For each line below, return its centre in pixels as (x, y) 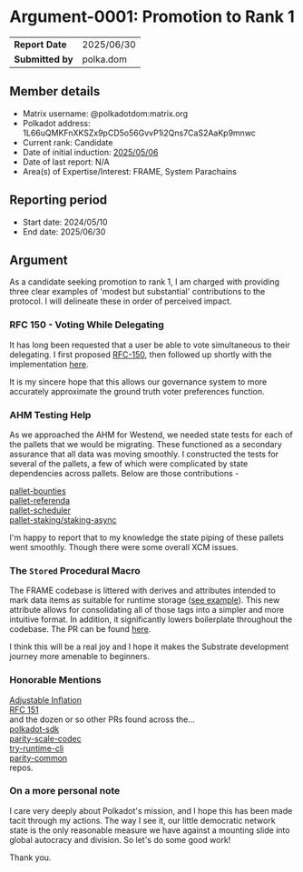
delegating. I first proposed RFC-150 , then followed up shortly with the (141, 354)
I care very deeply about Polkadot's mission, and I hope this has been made (151, 810)
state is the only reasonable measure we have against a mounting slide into (150, 830)
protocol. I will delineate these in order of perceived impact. (121, 301)
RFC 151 (24, 709)
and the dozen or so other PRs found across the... (102, 719)
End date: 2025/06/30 (64, 231)
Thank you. (30, 857)
